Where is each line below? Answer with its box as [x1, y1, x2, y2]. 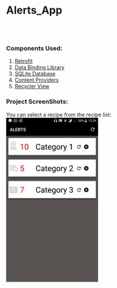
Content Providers [14, 76, 59, 83]
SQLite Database [14, 70, 56, 77]
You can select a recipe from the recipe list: [6, 111, 112, 118]
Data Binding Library [14, 64, 65, 71]
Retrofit [14, 57, 33, 65]
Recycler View [14, 83, 50, 90]
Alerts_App [6, 4, 63, 17]
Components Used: [6, 44, 63, 52]
